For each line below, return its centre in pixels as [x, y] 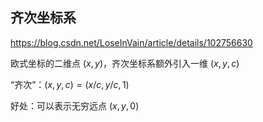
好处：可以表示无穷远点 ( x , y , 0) [75, 105]
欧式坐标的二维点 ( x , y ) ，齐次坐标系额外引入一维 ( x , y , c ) [125, 63]
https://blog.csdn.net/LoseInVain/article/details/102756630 [131, 42]
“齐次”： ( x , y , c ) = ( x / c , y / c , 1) [70, 84]
